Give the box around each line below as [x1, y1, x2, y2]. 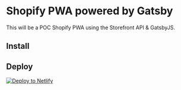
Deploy [6, 61, 33, 72]
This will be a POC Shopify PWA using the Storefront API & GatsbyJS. [6, 24, 175, 31]
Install [6, 41, 30, 51]
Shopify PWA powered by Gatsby [6, 4, 173, 18]
